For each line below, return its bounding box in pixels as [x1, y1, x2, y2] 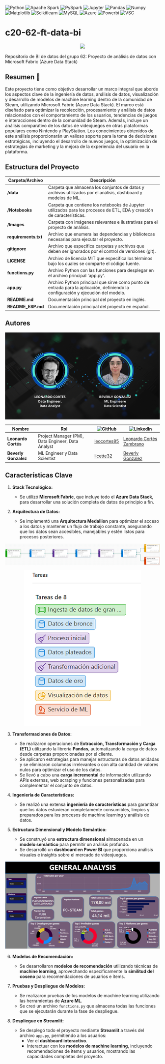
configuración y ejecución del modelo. [48, 290, 126, 296]
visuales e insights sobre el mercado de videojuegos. [19, 852, 128, 857]
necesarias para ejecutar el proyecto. [48, 236, 124, 242]
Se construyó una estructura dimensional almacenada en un [19, 836, 144, 842]
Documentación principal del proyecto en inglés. [48, 296, 146, 302]
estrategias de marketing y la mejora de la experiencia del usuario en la [5, 143, 150, 149]
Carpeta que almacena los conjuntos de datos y [48, 184, 145, 190]
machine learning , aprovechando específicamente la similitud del [19, 968, 154, 974]
